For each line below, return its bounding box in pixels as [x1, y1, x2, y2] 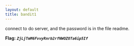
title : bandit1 [5, 12, 37, 17]
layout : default [5, 7, 39, 12]
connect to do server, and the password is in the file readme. [5, 25, 130, 31]
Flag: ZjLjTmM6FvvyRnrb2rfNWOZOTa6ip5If [5, 35, 88, 41]
